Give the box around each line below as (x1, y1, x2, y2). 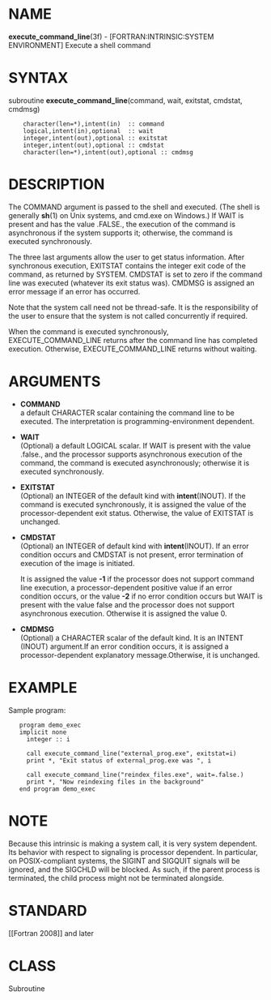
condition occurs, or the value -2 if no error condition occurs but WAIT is (19, 591, 263, 601)
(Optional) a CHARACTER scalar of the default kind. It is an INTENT (19, 633, 244, 642)
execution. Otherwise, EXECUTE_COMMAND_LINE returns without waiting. (8, 344, 257, 354)
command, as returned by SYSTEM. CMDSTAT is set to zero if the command (8, 269, 263, 279)
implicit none (19, 727, 67, 736)
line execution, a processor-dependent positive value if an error (19, 582, 233, 592)
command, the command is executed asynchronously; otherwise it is (19, 457, 250, 467)
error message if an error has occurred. (8, 286, 141, 296)
